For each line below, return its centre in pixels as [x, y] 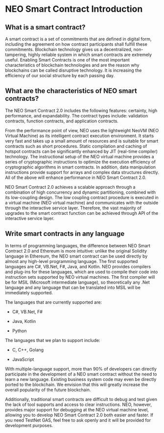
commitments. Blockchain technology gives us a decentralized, [69, 49]
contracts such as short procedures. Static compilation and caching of [76, 146]
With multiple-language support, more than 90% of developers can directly [81, 369]
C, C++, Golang [28, 349]
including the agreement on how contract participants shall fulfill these [76, 44]
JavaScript [23, 359]
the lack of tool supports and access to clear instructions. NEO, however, [79, 404]
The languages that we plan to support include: [53, 340]
